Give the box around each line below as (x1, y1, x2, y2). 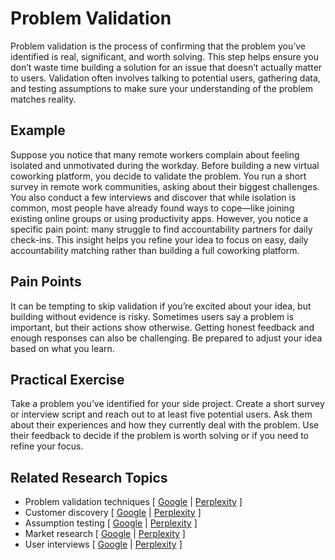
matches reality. (10, 93, 77, 105)
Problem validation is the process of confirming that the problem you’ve (10, 40, 306, 52)
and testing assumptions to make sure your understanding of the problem (10, 82, 314, 94)
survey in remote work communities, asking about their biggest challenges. (10, 180, 320, 192)
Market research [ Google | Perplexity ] (24, 528, 186, 540)
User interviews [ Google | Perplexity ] (24, 538, 183, 551)
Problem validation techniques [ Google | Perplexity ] (24, 496, 243, 508)
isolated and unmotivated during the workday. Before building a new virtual (10, 159, 320, 171)
